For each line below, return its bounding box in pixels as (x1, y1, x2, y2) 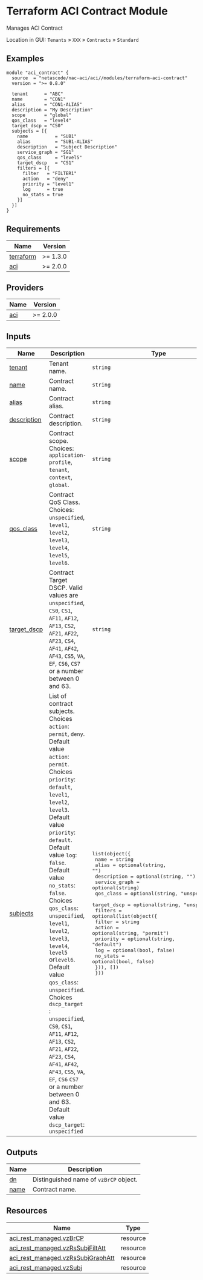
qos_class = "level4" (11, 117, 71, 124)
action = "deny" (22, 176, 69, 182)
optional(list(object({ (92, 913, 158, 920)
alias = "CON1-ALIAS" (11, 101, 83, 107)
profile (48, 459, 71, 466)
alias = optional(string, (94, 862, 166, 869)
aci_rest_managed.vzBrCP (9, 1234, 85, 1242)
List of (48, 692, 67, 700)
